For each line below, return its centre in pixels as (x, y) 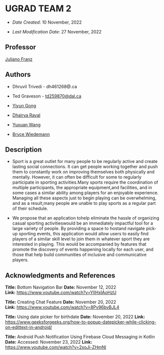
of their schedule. (30, 209)
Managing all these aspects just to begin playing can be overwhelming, (84, 198)
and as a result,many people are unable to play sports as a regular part (84, 203)
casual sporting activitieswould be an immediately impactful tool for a (83, 223)
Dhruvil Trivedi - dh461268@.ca (45, 86)
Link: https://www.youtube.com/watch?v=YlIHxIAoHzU (61, 292)
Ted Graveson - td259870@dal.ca (47, 96)
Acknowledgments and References (60, 275)
